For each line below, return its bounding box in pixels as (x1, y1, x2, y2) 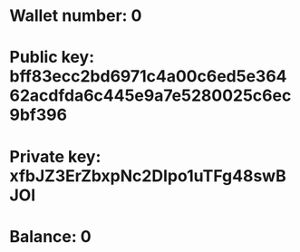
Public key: (9, 47, 95, 68)
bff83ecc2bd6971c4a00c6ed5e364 (9, 66, 287, 87)
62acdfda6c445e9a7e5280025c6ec (9, 85, 292, 106)
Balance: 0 (9, 226, 92, 247)
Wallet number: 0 (9, 5, 142, 26)
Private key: (9, 146, 102, 167)
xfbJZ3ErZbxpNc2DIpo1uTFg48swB (9, 165, 287, 186)
